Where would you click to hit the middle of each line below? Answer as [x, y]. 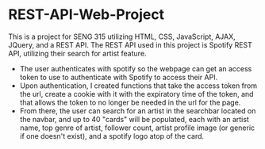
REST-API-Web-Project [86, 15]
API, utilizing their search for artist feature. [77, 53]
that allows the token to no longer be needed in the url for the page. [130, 102]
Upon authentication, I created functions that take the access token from [138, 86]
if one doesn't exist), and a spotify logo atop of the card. [112, 136]
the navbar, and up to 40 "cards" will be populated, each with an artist [134, 119]
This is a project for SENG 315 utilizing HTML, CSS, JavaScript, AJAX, [122, 36]
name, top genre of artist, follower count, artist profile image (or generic [137, 128]
